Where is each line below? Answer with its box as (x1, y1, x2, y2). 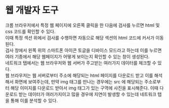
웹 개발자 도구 (5, 5, 59, 16)
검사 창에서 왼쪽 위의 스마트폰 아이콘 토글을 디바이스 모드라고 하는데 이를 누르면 (5, 47, 162, 53)
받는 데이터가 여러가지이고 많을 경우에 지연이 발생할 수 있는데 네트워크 (18, 91, 157, 97)
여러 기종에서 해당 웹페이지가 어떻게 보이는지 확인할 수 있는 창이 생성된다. (5, 53, 150, 59)
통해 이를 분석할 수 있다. (10, 97, 58, 103)
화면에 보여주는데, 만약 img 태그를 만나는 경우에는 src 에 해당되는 (14, 78, 143, 84)
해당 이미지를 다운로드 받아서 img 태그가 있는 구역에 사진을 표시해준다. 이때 (10, 85, 158, 91)
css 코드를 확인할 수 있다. (5, 28, 56, 34)
